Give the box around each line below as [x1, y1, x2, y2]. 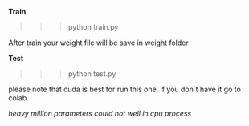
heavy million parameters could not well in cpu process [8, 108, 192, 118]
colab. [8, 93, 30, 103]
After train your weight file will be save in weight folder [8, 38, 189, 47]
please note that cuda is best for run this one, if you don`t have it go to [8, 84, 241, 94]
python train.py [67, 22, 119, 31]
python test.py [67, 69, 116, 79]
